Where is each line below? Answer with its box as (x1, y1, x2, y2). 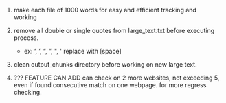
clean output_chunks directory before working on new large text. (13, 60, 197, 68)
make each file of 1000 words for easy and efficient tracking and (13, 6, 197, 14)
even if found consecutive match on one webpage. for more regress (13, 81, 207, 89)
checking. (13, 89, 43, 96)
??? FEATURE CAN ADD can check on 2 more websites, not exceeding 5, (13, 73, 220, 82)
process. (13, 34, 39, 42)
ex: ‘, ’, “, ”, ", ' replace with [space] (23, 47, 122, 55)
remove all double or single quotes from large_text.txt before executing (13, 27, 215, 34)
